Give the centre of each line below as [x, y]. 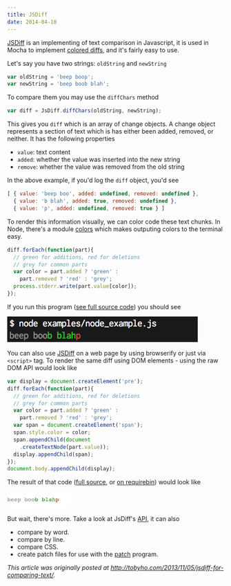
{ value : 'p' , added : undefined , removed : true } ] [89, 208]
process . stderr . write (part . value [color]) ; [75, 286]
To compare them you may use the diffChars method [83, 98]
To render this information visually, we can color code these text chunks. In [114, 221]
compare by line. [41, 540]
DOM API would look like [42, 367]
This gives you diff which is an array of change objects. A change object [111, 124]
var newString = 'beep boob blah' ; [58, 84]
